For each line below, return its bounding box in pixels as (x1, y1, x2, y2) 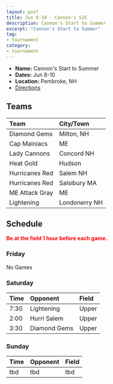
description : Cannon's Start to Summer (6, 20, 106, 26)
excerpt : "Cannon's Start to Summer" (6, 25, 101, 32)
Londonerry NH (59, 198, 103, 206)
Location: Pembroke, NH (14, 77, 77, 85)
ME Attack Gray (9, 188, 53, 197)
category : (6, 43, 31, 49)
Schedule (6, 219, 43, 229)
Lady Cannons (9, 149, 50, 158)
